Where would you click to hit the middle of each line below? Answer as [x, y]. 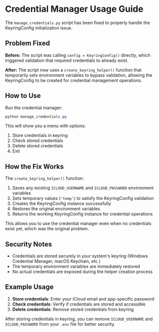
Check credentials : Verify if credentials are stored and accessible [79, 304]
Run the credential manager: [34, 108]
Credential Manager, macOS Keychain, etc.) [56, 261]
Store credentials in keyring [40, 136]
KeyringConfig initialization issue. [39, 28]
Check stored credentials [38, 140]
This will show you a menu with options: [45, 126]
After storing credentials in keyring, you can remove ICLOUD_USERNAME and [79, 319]
